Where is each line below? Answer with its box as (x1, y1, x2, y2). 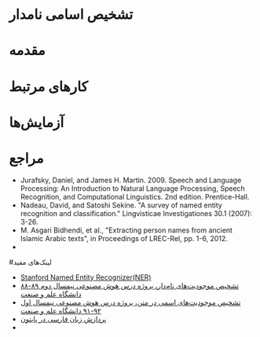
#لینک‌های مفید (9, 257, 52, 266)
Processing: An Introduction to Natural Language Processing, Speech (20, 183, 246, 193)
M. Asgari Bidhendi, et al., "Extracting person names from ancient (20, 225, 233, 235)
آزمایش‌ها (9, 113, 64, 131)
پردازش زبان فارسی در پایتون (20, 314, 107, 324)
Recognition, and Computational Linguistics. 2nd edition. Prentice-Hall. (20, 192, 250, 201)
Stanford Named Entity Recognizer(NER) (20, 273, 152, 282)
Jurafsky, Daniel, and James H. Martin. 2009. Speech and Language (20, 175, 242, 185)
